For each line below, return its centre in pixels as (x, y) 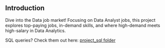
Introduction (25, 8)
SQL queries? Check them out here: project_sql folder (60, 40)
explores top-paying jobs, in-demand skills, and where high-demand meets (83, 25)
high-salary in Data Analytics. (35, 30)
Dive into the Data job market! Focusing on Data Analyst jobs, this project (80, 20)
